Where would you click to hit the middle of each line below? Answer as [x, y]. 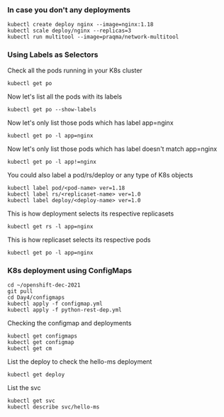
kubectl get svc [31, 401]
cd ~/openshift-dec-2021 [44, 285]
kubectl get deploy [36, 374]
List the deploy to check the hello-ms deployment [80, 361]
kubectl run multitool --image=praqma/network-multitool [93, 37]
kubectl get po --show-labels [52, 109]
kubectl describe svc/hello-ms [54, 407]
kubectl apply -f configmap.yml [55, 304]
